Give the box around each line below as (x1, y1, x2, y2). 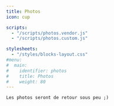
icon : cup (6, 14, 31, 20)
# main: (6, 62, 28, 68)
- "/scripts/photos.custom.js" (11, 36, 88, 42)
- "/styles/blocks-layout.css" (11, 52, 88, 57)
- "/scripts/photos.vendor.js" (11, 30, 88, 36)
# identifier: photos (6, 68, 67, 74)
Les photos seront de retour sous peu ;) (6, 95, 109, 101)
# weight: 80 (6, 78, 46, 85)
